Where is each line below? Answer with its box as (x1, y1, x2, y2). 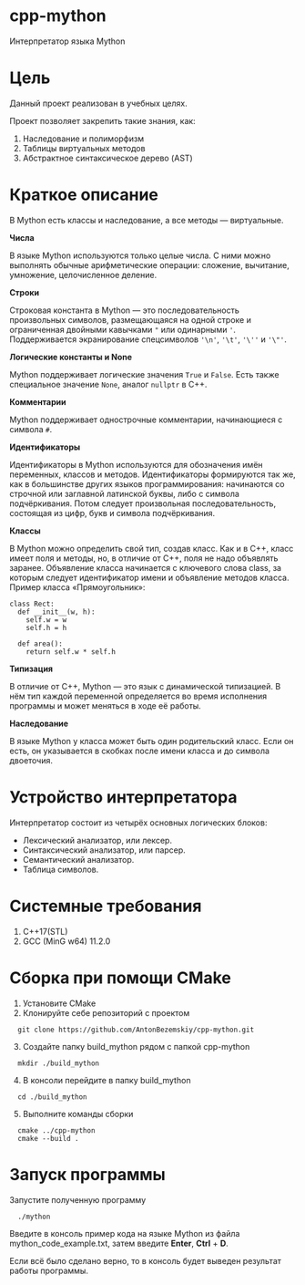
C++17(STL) (22, 926, 68, 937)
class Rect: (9, 599, 55, 608)
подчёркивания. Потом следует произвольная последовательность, (9, 498, 276, 509)
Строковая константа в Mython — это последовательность (9, 305, 239, 316)
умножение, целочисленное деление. (9, 269, 158, 280)
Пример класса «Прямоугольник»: (9, 581, 146, 593)
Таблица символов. (22, 864, 99, 875)
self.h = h (25, 623, 67, 632)
